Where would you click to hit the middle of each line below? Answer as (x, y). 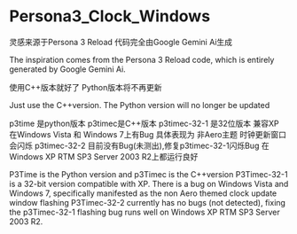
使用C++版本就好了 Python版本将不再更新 (86, 87)
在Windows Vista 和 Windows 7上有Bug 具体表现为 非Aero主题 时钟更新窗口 (148, 134)
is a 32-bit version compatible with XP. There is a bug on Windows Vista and (149, 183)
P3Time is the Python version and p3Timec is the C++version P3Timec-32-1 (148, 174)
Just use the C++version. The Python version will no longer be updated (140, 105)
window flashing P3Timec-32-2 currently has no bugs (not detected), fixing (148, 202)
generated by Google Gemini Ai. (67, 69)
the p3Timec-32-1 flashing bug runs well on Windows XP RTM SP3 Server (145, 212)
